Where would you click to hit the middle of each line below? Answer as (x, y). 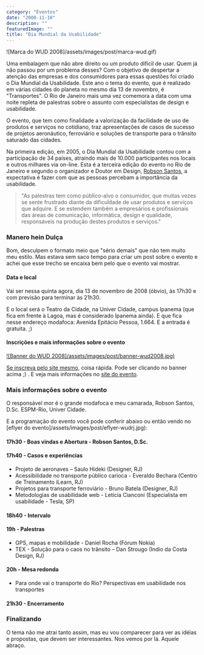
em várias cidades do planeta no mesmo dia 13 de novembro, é (85, 89)
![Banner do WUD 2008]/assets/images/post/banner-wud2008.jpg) (90, 355)
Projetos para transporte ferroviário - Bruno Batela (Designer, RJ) (96, 488)
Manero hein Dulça (35, 238)
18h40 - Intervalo (29, 515)
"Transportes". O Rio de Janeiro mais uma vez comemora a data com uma (99, 96)
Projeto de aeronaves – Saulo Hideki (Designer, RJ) (79, 469)
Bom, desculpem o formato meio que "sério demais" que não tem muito (96, 250)
